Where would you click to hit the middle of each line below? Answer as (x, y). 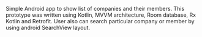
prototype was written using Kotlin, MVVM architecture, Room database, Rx (101, 15)
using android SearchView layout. (48, 27)
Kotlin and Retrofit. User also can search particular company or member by (100, 21)
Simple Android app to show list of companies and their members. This (95, 9)
